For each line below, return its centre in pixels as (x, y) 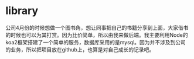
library (22, 11)
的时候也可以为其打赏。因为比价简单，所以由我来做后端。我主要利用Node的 (97, 35)
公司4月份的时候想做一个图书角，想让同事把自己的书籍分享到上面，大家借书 (97, 27)
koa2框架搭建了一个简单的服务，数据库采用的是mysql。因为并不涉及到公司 (96, 42)
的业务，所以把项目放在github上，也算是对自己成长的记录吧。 (80, 49)
